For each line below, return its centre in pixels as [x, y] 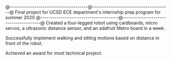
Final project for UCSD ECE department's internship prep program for [88, 12]
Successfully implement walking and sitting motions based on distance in [82, 38]
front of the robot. [24, 43]
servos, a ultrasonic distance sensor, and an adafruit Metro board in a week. [85, 28]
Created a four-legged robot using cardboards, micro [102, 23]
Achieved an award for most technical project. [54, 53]
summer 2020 [20, 17]
